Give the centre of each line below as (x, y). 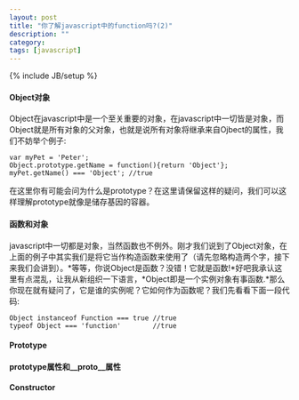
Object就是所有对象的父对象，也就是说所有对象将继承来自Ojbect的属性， (142, 130)
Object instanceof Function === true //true (93, 318)
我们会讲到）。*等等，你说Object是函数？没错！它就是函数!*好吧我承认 (145, 268)
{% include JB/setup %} (53, 76)
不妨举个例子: (41, 141)
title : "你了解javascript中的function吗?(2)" (91, 26)
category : (28, 42)
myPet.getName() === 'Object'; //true (81, 173)
